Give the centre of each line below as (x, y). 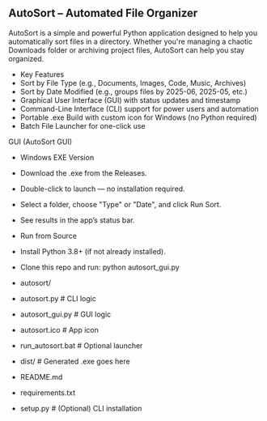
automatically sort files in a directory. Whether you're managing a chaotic (131, 41)
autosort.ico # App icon (59, 330)
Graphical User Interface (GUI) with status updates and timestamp (130, 100)
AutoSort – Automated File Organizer (103, 13)
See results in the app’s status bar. (77, 220)
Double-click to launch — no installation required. (102, 189)
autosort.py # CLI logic (58, 298)
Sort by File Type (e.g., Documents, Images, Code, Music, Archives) (133, 83)
